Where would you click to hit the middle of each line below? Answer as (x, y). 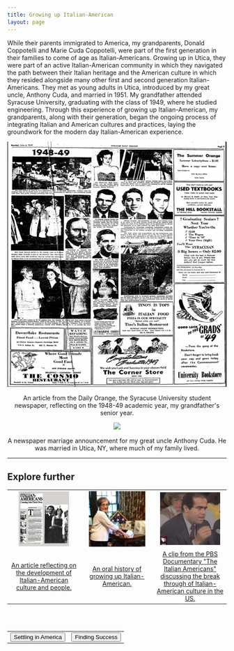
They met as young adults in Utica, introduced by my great (126, 87)
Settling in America (38, 637)
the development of (44, 572)
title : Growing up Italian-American (60, 15)
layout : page (26, 22)
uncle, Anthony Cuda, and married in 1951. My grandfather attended (104, 95)
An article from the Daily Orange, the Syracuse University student (117, 398)
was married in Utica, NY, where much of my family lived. (117, 448)
